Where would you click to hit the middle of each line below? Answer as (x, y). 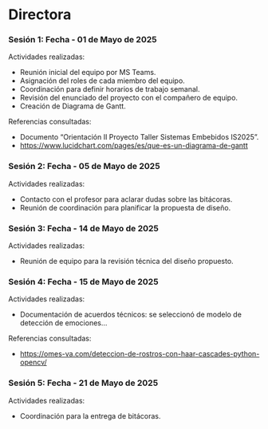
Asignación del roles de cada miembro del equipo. (102, 81)
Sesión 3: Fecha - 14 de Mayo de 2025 (84, 228)
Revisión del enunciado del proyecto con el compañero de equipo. (128, 98)
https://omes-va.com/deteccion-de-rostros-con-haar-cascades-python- (140, 354)
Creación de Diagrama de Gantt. (73, 106)
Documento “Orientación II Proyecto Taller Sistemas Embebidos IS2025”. (139, 137)
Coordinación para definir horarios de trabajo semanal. (110, 89)
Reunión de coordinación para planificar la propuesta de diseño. (125, 207)
